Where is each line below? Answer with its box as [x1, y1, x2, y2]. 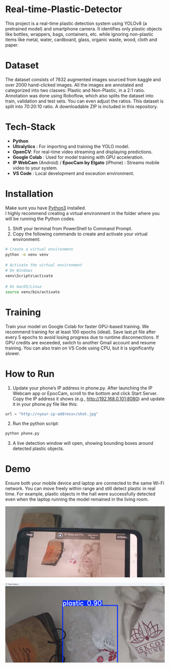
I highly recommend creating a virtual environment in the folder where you [5, 210, 160, 216]
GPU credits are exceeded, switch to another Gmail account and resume [5, 339, 156, 345]
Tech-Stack [5, 121, 56, 133]
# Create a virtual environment [5, 247, 73, 252]
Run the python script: [12, 420, 59, 427]
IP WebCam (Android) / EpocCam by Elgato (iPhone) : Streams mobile [12, 159, 160, 165]
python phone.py [5, 431, 39, 436]
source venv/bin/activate [5, 289, 60, 295]
